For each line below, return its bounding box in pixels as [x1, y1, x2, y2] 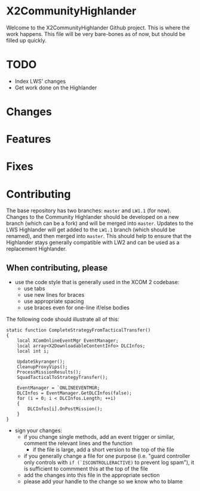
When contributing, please [6, 263, 108, 273]
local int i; [17, 348, 50, 354]
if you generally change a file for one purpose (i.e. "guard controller [23, 453, 190, 460]
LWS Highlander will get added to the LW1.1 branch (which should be [6, 226, 176, 233]
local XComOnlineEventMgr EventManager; [17, 338, 119, 344]
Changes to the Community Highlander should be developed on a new [6, 213, 179, 221]
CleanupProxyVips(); [17, 364, 68, 370]
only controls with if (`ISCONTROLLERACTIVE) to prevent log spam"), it [23, 459, 195, 466]
